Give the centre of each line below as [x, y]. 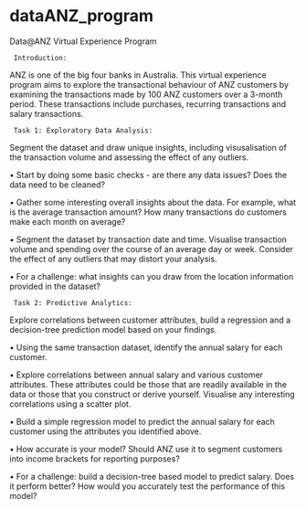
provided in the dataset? [55, 286]
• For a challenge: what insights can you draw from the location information [152, 276]
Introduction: [40, 58]
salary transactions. [47, 113]
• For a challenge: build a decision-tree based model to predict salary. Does [152, 476]
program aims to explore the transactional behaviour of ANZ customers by [149, 84]
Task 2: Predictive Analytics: [73, 302]
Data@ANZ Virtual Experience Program [83, 41]
